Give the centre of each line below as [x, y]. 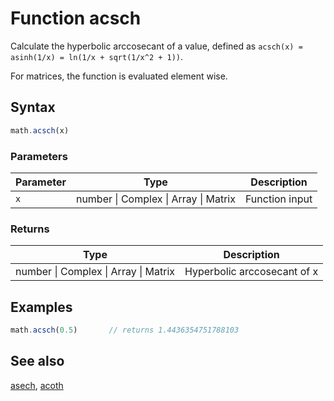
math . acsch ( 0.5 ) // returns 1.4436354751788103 [125, 330]
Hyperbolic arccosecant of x [251, 272]
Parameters [39, 156]
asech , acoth [37, 385]
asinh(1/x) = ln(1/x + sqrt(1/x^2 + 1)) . [97, 56]
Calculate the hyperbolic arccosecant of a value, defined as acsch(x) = [156, 46]
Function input [278, 199]
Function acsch [76, 18]
